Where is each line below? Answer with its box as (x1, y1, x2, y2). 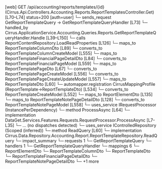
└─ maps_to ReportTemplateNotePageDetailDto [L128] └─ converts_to (5, 97, 145, 102)
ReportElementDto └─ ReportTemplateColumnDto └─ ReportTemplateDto (5, 148, 151, 154)
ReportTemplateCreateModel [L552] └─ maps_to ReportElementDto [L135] (5, 92, 153, 97)
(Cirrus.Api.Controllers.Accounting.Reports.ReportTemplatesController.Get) (5, 9, 155, 15)
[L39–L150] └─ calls (45, 35, 86, 41)
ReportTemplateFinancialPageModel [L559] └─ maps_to (5, 61, 117, 66)
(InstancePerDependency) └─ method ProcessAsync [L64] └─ (5, 107, 130, 113)
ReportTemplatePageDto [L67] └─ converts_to (5, 66, 97, 72)
